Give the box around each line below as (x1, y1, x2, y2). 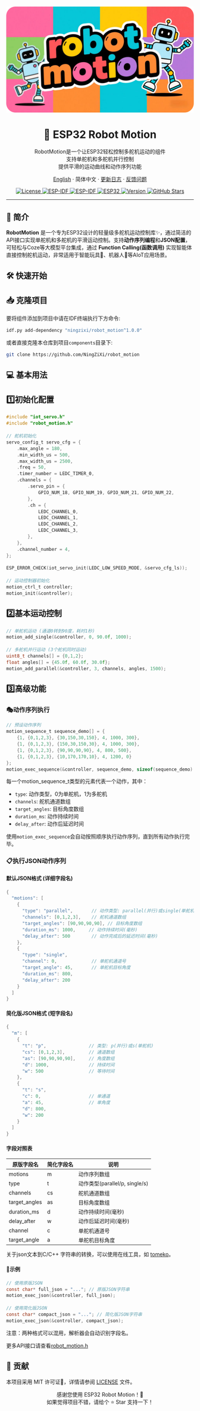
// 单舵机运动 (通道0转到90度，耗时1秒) (6, 628, 95, 634)
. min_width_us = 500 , (17, 452, 70, 458)
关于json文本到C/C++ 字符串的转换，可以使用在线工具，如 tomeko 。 (6, 1251, 174, 1258)
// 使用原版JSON (6, 1280, 43, 1286)
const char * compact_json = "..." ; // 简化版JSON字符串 (6, 1311, 142, 1318)
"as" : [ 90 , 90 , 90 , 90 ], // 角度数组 (21, 1055, 115, 1061)
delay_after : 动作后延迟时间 (14, 820, 85, 827)
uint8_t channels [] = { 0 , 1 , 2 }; (6, 653, 84, 660)
